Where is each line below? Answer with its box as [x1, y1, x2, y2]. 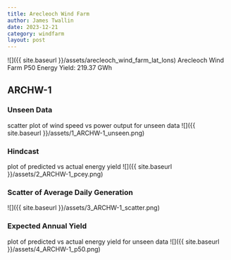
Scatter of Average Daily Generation [7, 188, 134, 198]
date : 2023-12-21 [7, 23, 58, 30]
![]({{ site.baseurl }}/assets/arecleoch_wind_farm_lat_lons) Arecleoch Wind [7, 56, 224, 64]
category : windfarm [7, 30, 65, 37]
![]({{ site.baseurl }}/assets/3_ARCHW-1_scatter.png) [7, 203, 160, 212]
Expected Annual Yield [7, 221, 87, 231]
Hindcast [7, 146, 39, 156]
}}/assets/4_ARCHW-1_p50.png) [7, 244, 101, 253]
